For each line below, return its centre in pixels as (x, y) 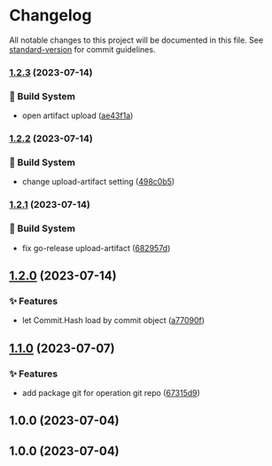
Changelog (51, 16)
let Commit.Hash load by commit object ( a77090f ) (113, 320)
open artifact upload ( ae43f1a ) (78, 115)
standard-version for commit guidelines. (82, 49)
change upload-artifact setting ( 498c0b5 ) (98, 182)
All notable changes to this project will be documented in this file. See (136, 40)
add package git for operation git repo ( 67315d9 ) (111, 392)
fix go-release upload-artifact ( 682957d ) (96, 248)
